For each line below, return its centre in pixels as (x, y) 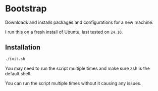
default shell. (18, 73)
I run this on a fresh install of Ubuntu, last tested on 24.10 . (64, 32)
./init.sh (15, 59)
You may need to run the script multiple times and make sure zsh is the (78, 68)
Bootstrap (26, 9)
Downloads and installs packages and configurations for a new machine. (79, 22)
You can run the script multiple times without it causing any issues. (73, 83)
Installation (23, 47)
